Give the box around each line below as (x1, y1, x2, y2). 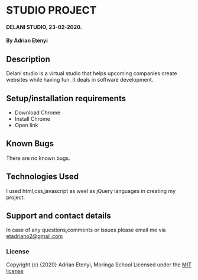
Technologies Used (6, 172, 79, 182)
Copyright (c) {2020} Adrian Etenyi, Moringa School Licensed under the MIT (6, 261, 192, 268)
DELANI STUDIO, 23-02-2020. (6, 23, 83, 30)
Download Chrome (14, 109, 61, 116)
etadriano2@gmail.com (6, 233, 63, 240)
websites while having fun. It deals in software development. (6, 76, 154, 83)
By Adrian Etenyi (6, 37, 48, 44)
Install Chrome (14, 115, 50, 122)
